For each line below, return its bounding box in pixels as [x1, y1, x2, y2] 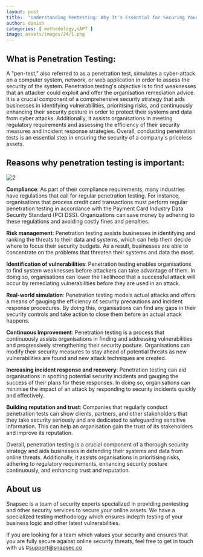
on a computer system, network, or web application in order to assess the [6, 76, 190, 83]
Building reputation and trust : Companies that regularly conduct [6, 403, 168, 411]
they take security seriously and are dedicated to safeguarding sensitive [6, 416, 186, 423]
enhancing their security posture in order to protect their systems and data [6, 108, 192, 115]
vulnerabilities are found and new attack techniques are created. [6, 354, 167, 361]
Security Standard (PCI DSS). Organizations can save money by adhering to [6, 211, 195, 218]
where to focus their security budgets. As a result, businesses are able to [6, 242, 188, 250]
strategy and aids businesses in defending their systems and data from [6, 447, 183, 454]
